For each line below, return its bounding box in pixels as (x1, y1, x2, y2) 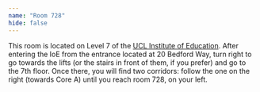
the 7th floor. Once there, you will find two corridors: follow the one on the (8, 66, 250, 75)
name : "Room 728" (8, 11, 66, 20)
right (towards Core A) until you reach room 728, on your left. (8, 75, 208, 84)
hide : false (8, 19, 48, 27)
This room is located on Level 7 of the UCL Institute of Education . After (8, 40, 239, 50)
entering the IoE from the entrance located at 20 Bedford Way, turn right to (8, 49, 252, 59)
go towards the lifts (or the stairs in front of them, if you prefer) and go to (8, 57, 247, 67)
